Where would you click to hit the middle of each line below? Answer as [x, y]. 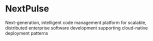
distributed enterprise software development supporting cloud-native [76, 27]
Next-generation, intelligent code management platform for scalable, [76, 22]
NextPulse [27, 9]
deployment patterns [27, 33]
